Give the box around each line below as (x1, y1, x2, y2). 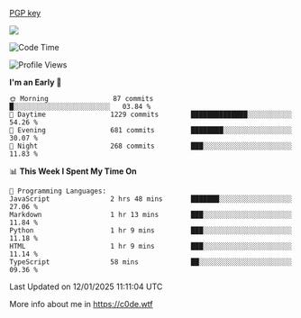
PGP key (9, 8, 41, 18)
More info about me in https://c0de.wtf (9, 299, 153, 309)
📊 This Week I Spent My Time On (9, 166, 137, 177)
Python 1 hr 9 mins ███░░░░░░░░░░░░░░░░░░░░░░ (9, 226, 293, 235)
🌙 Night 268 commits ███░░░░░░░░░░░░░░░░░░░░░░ (9, 141, 293, 150)
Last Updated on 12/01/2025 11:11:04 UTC (9, 281, 163, 292)
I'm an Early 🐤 (9, 77, 62, 87)
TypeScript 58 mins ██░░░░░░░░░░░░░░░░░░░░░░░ (9, 258, 293, 267)
